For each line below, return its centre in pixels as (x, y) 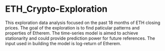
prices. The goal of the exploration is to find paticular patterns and (72, 27)
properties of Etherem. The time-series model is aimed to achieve (72, 33)
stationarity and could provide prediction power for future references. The (80, 38)
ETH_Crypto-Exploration (56, 9)
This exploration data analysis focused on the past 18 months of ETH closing (83, 23)
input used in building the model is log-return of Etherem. (63, 43)
